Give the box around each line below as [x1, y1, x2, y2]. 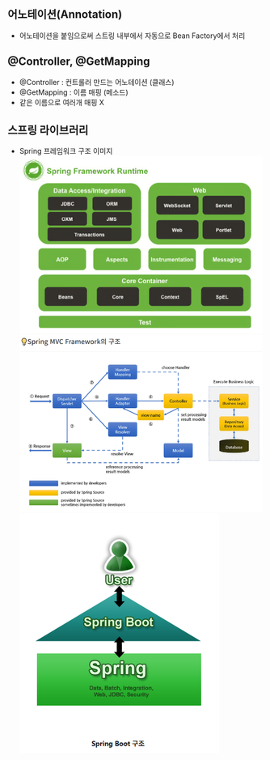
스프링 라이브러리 [7, 124, 89, 138]
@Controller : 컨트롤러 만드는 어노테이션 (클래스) [19, 77, 175, 87]
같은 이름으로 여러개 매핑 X [19, 97, 104, 107]
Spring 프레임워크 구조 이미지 [19, 146, 113, 156]
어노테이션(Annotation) [7, 7, 123, 22]
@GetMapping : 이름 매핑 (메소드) [19, 87, 129, 97]
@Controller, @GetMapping [7, 55, 150, 69]
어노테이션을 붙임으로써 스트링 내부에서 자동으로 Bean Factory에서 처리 [19, 31, 246, 40]
